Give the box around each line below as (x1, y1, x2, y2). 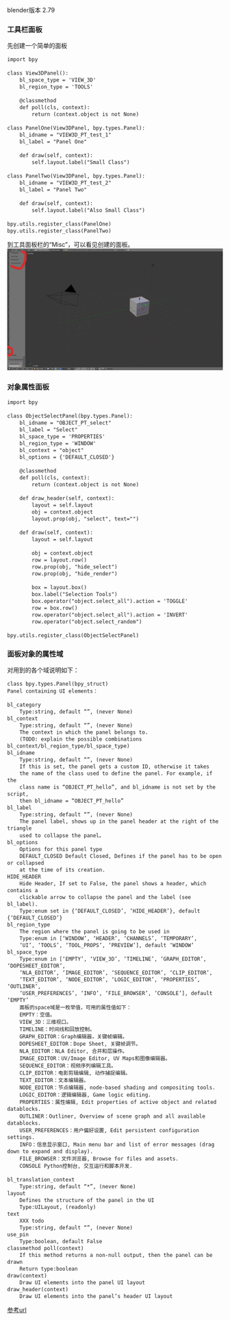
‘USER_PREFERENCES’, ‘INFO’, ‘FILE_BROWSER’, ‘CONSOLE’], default (19, 990, 213, 997)
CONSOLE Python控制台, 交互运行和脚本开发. (19, 1163, 133, 1170)
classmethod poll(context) (7, 1245, 84, 1252)
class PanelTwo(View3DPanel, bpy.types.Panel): (7, 173, 146, 180)
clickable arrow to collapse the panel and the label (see (19, 894, 192, 901)
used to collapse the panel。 (19, 832, 105, 839)
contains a (7, 887, 38, 894)
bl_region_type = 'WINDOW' (19, 440, 97, 447)
